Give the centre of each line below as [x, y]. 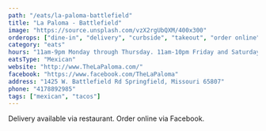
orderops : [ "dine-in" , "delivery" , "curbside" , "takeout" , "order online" [134, 37]
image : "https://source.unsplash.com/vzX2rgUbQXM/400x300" [108, 30]
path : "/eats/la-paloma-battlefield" [70, 15]
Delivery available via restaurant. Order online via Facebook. [106, 118]
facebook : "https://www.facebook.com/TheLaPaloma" [93, 74]
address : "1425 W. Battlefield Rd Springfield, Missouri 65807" [116, 81]
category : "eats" [37, 45]
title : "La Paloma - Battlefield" [65, 23]
